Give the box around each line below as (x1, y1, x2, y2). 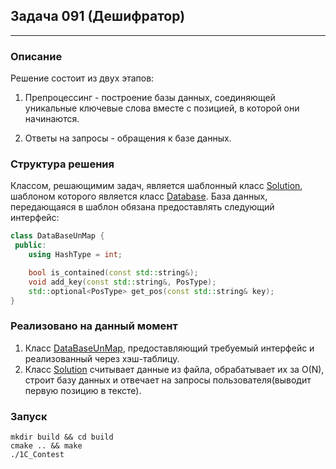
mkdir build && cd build (10, 432, 114, 443)
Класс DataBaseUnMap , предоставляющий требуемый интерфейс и (24, 342, 315, 354)
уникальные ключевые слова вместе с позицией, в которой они (24, 102, 300, 114)
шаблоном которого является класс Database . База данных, (10, 190, 268, 203)
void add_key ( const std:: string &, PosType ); (28, 277, 217, 287)
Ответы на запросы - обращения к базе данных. (24, 132, 232, 144)
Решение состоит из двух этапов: (10, 72, 155, 84)
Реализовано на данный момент (10, 319, 178, 333)
